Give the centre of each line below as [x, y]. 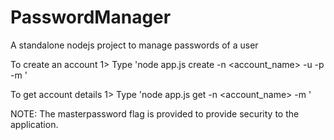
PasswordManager [91, 17]
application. [34, 124]
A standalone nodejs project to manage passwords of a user [134, 45]
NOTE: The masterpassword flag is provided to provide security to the [155, 113]
